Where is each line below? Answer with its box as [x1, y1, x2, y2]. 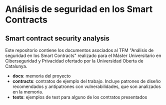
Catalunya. [5, 63, 27, 69]
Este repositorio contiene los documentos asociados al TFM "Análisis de [5, 47, 154, 53]
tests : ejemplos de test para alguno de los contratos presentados [12, 94, 147, 100]
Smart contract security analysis [5, 34, 110, 42]
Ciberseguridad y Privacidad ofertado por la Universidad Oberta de [5, 58, 143, 63]
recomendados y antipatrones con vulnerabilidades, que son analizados [12, 83, 161, 89]
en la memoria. [12, 89, 43, 94]
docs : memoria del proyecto [12, 73, 71, 78]
